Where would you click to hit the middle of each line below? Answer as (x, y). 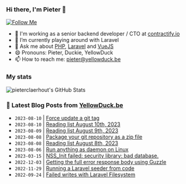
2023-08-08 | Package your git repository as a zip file (79, 137)
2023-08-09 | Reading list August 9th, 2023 (66, 130)
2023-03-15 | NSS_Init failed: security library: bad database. (87, 156)
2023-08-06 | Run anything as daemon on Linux (71, 149)
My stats (19, 77)
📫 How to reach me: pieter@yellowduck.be (68, 59)
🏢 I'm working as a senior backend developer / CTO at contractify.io (97, 34)
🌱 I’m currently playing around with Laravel (67, 40)
